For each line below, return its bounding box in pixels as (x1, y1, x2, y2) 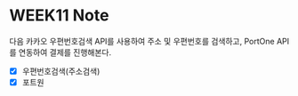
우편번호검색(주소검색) (21, 66, 101, 76)
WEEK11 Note (9, 5, 109, 26)
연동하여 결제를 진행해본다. (18, 46, 112, 58)
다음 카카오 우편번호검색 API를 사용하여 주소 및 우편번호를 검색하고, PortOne (9, 36, 275, 46)
